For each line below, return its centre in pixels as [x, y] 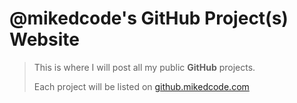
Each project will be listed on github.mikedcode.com [141, 86]
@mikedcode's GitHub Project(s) [149, 18]
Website [44, 39]
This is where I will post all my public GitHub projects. [144, 67]
